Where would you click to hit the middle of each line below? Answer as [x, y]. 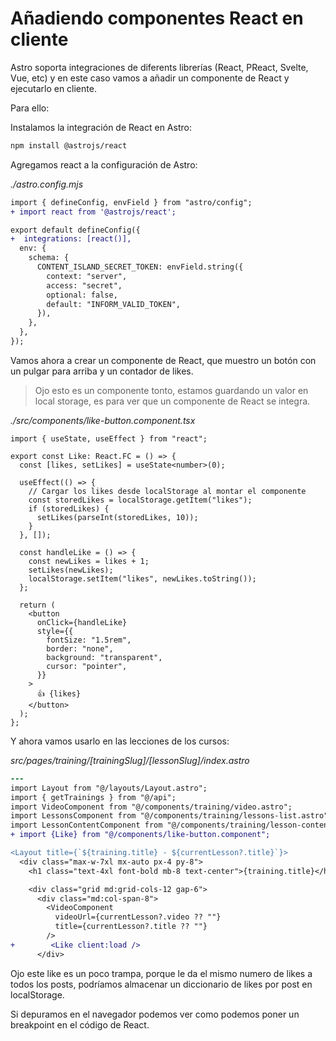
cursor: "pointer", [87, 666]
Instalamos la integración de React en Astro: [101, 127]
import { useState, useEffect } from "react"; [109, 438]
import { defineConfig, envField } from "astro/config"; [131, 202]
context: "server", [87, 276]
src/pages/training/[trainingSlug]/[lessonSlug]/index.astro [130, 760]
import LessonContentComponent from [86, 825]
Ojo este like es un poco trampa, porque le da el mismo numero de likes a [161, 973]
